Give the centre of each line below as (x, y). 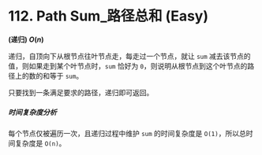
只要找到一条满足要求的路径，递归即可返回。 (81, 92)
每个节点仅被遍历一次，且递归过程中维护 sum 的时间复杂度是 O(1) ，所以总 (127, 133)
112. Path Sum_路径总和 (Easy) (109, 16)
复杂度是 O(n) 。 (40, 143)
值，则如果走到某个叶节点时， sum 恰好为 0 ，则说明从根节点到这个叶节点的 (128, 66)
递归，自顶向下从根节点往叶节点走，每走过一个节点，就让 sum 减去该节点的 (129, 56)
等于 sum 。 (66, 76)
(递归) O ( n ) (26, 39)
